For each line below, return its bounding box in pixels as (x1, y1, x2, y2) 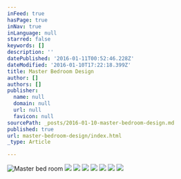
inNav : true (7, 23, 41, 30)
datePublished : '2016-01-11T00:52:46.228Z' (7, 55, 135, 62)
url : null (13, 106, 41, 113)
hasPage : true (7, 17, 48, 23)
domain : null (13, 100, 51, 107)
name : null (13, 94, 45, 101)
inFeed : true (7, 10, 45, 17)
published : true (7, 126, 54, 133)
